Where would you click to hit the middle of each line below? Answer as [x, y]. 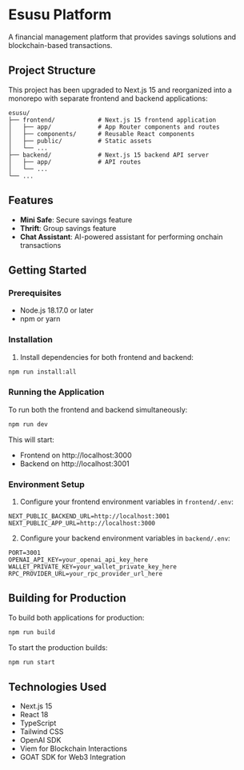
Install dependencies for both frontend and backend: [107, 357]
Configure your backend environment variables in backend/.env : [125, 538]
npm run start [32, 662]
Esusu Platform [60, 15]
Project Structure [52, 71]
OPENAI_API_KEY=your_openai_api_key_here [78, 560]
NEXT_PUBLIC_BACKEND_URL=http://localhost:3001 [89, 516]
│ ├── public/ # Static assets [80, 141]
